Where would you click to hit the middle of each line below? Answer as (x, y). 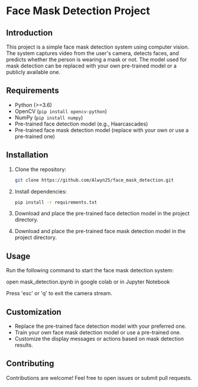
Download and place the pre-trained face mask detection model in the (100, 231)
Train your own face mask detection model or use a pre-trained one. (98, 332)
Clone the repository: (40, 169)
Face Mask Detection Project (78, 11)
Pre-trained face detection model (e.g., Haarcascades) (81, 124)
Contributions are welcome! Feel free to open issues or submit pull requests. (99, 378)
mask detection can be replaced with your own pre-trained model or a (91, 66)
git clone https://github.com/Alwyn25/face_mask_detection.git (94, 180)
